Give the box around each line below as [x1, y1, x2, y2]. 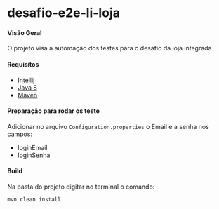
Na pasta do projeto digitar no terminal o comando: [7, 182, 155, 191]
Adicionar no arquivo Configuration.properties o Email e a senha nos [7, 122, 209, 130]
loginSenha [17, 151, 51, 159]
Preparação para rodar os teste [7, 107, 100, 115]
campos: [7, 130, 33, 138]
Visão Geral [7, 28, 42, 36]
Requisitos [7, 60, 39, 68]
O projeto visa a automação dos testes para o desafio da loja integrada [7, 44, 212, 53]
